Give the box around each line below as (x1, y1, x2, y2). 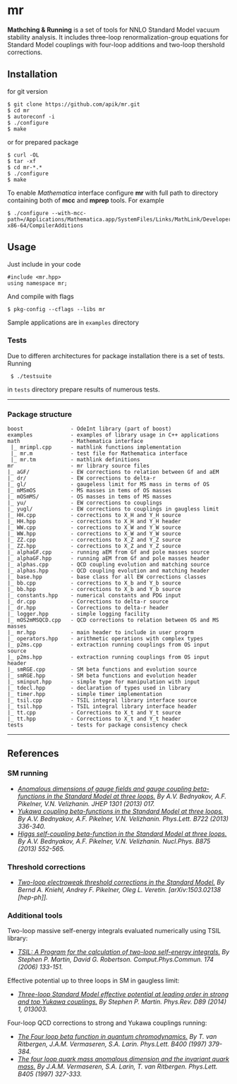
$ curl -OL (7, 151, 39, 159)
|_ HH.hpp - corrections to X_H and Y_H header (7, 518, 181, 525)
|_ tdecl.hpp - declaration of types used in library (7, 685, 191, 692)
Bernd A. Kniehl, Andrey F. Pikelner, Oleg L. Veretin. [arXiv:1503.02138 (17, 886, 221, 894)
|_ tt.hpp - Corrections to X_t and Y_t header (7, 715, 181, 723)
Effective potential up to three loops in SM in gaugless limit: (7, 976, 180, 985)
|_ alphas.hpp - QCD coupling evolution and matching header (7, 567, 210, 575)
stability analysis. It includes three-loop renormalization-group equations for (7, 32, 229, 41)
